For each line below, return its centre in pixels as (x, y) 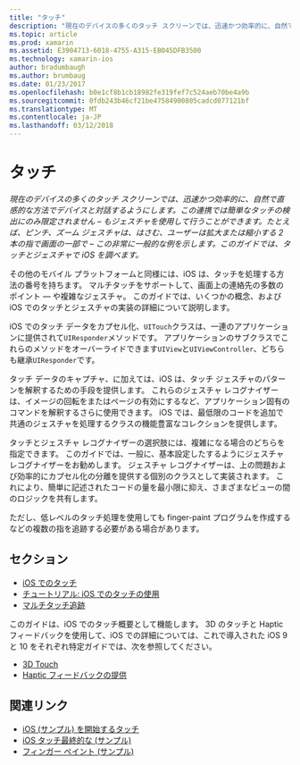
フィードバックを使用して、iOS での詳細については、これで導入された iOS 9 (149, 635)
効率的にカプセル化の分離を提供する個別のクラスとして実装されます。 (145, 475)
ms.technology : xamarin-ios (62, 59)
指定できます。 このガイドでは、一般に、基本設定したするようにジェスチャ (146, 453)
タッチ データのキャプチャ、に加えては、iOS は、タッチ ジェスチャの (136, 378)
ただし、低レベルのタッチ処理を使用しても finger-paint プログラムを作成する (150, 517)
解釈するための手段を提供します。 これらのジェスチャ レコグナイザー (152, 390)
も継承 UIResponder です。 (54, 359)
